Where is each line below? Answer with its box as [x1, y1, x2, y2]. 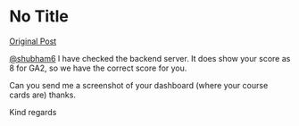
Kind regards [9, 106, 57, 117]
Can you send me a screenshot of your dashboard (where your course [9, 80, 269, 90]
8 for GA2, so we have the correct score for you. [9, 63, 187, 73]
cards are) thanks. [9, 89, 76, 100]
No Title [9, 6, 70, 27]
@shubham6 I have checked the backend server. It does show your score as [9, 53, 291, 63]
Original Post [9, 36, 57, 46]
